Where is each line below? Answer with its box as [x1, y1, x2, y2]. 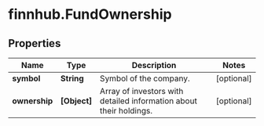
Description [131, 60, 177, 70]
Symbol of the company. [99, 73, 190, 84]
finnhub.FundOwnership [8, 5, 172, 23]
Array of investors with [99, 86, 184, 96]
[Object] [60, 95, 93, 106]
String [60, 73, 84, 84]
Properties [8, 37, 61, 50]
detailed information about [99, 95, 198, 106]
